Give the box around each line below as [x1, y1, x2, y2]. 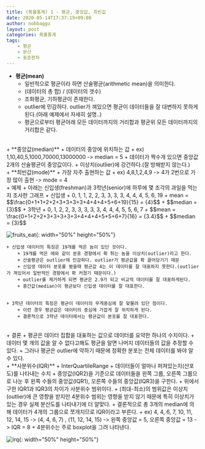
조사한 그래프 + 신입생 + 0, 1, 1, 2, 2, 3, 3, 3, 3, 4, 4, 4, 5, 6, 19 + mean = [12, 191, 189, 199]
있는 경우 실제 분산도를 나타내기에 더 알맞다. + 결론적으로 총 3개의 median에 [6, 400, 188, 408]
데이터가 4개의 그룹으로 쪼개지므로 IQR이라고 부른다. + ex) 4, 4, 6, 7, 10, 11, [12, 408, 193, 415]
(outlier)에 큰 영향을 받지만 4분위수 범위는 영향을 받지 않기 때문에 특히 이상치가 [6, 393, 195, 400]
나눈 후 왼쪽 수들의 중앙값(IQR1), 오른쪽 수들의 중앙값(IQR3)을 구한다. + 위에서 [12, 377, 199, 385]
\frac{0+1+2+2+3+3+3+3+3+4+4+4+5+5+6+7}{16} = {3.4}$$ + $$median [6, 212, 196, 220]
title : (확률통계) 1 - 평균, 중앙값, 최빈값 [6, 9, 106, 15]
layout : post [6, 26, 40, 33]
